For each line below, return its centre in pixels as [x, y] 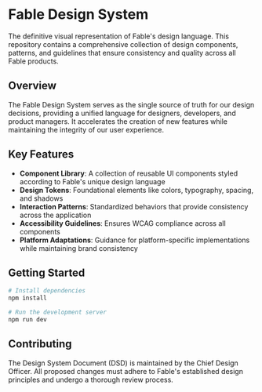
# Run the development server [58, 312]
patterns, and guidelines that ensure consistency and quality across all [122, 53]
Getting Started [47, 272]
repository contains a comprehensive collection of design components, [123, 44]
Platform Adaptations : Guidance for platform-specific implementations [135, 240]
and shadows [41, 198]
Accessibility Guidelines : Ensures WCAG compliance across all [122, 223]
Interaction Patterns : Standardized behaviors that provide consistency [134, 206]
